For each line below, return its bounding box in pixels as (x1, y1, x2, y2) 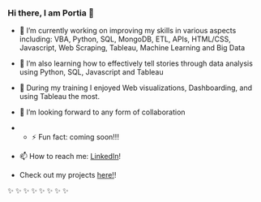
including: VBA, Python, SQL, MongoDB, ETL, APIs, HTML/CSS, (19, 34, 232, 44)
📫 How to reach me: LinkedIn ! (19, 152, 122, 161)
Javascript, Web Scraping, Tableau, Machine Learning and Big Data (19, 43, 246, 53)
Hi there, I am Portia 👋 (7, 7, 95, 19)
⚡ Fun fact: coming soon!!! (31, 132, 119, 142)
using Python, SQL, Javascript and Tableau (19, 67, 164, 77)
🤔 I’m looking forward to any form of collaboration (19, 107, 186, 117)
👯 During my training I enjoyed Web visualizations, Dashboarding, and (19, 83, 253, 92)
